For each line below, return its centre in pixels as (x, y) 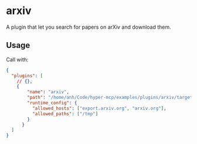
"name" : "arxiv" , (48, 92)
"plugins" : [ (27, 76)
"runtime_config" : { (52, 103)
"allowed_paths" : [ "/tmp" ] (65, 114)
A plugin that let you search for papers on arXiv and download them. (89, 27)
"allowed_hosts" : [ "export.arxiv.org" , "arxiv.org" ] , (99, 108)
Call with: (17, 59)
